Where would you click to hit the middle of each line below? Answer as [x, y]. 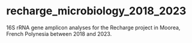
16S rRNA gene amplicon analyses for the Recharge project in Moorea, [93, 27]
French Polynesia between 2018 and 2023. [59, 33]
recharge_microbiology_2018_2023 [96, 11]
